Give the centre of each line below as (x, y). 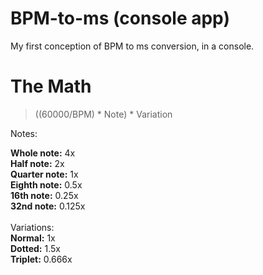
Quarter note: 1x (44, 174)
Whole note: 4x (43, 153)
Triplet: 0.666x (41, 259)
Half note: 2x (37, 163)
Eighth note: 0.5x (46, 184)
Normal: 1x (33, 238)
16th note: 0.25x (44, 195)
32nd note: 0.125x (48, 206)
